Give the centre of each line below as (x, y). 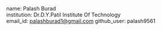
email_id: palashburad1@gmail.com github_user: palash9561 (81, 21)
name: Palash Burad (31, 9)
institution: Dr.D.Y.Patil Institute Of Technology (64, 15)
